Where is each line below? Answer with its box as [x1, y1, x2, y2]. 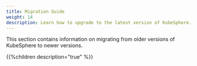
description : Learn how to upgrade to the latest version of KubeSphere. [6, 19, 192, 25]
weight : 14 [6, 14, 33, 20]
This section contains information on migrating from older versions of [6, 36, 175, 43]
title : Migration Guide [6, 8, 65, 15]
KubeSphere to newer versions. [6, 42, 83, 49]
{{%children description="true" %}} [6, 54, 93, 61]
